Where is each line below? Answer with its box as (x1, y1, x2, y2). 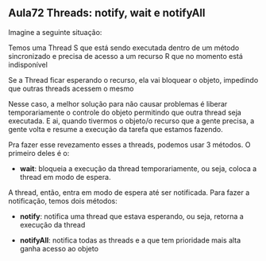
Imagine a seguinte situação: (8, 27, 102, 37)
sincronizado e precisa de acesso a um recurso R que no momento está (8, 51, 244, 60)
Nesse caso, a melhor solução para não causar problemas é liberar (8, 99, 228, 108)
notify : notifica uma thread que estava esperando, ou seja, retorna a (19, 211, 244, 221)
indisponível (8, 60, 48, 69)
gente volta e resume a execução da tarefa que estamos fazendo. (8, 124, 224, 134)
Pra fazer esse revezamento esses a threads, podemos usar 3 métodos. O (8, 139, 251, 150)
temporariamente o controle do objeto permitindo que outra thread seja (8, 107, 242, 117)
